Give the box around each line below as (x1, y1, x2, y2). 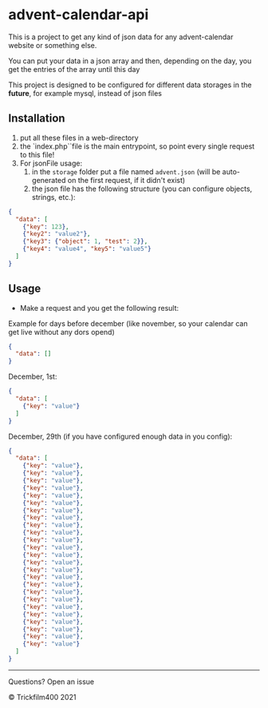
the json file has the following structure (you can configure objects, (31, 184, 253, 193)
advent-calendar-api (8, 6, 149, 24)
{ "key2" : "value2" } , (22, 230, 91, 238)
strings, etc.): (31, 192, 76, 201)
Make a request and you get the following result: (19, 303, 179, 312)
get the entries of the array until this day (8, 64, 140, 74)
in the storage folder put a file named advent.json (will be (31, 166, 221, 177)
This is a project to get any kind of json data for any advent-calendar (8, 32, 234, 42)
